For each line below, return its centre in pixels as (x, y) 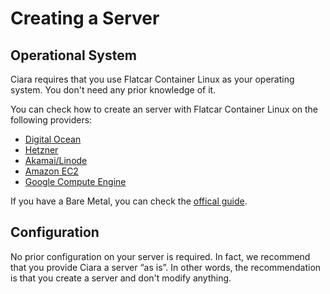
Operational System (73, 55)
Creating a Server (85, 18)
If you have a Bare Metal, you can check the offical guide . (129, 201)
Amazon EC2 (51, 171)
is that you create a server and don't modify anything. (121, 278)
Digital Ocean (53, 139)
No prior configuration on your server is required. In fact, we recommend (160, 256)
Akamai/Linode (56, 160)
